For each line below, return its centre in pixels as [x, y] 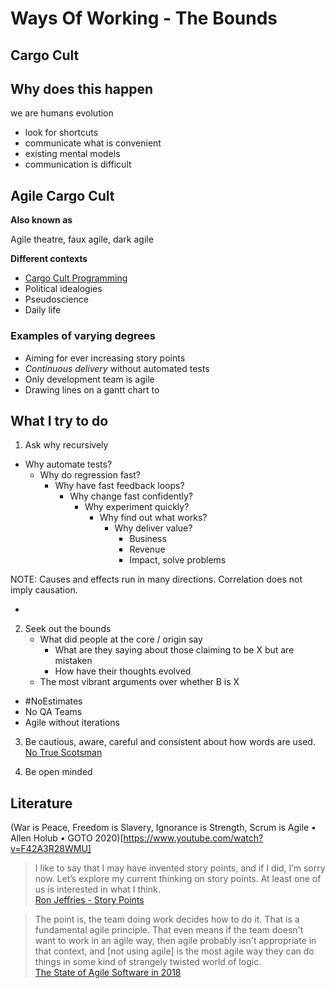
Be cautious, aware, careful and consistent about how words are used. [170, 742]
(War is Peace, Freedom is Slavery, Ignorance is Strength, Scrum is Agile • [163, 828]
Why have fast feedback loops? [119, 486]
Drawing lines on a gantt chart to [92, 389]
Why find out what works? [153, 518]
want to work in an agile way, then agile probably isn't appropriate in [175, 941]
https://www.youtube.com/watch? [193, 838]
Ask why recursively [66, 445]
